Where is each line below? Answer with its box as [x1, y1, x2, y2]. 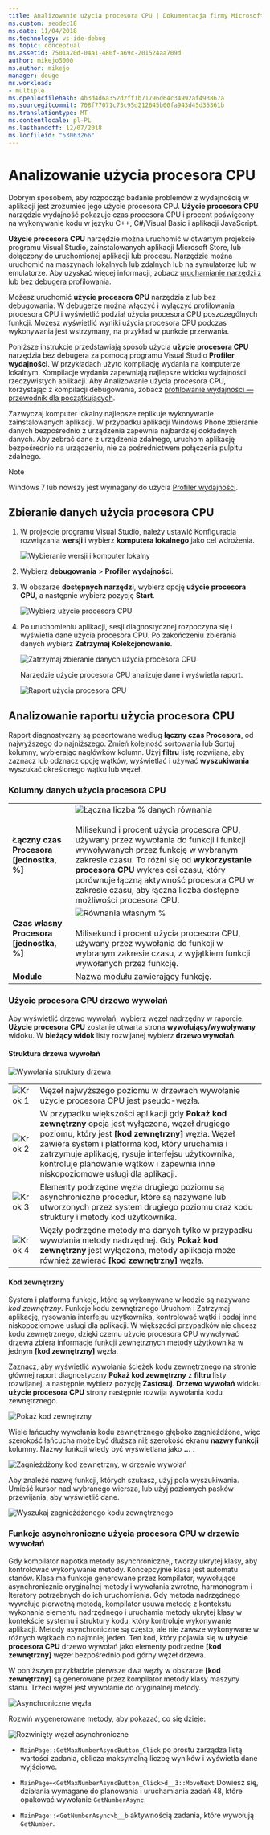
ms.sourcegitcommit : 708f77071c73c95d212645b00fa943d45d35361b [8, 101, 225, 109]
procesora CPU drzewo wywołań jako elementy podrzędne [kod [8, 1641, 222, 1652]
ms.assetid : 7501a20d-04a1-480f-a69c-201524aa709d [8, 49, 182, 57]
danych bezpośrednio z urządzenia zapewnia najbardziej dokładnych [8, 425, 237, 435]
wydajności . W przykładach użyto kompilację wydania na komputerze [8, 358, 241, 368]
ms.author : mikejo [8, 64, 70, 72]
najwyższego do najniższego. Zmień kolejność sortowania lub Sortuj [8, 739, 235, 748]
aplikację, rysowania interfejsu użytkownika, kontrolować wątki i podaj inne [8, 1312, 257, 1322]
